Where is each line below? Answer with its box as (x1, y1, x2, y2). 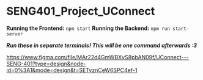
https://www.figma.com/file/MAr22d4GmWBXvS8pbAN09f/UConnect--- (6, 53, 189, 60)
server (6, 31, 23, 37)
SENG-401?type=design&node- (6, 60, 86, 67)
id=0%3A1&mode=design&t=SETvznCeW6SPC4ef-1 (6, 66, 138, 74)
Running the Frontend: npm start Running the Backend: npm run (6, 24, 170, 32)
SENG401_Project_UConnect (6, 4, 155, 18)
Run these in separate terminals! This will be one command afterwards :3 (6, 42, 197, 49)
